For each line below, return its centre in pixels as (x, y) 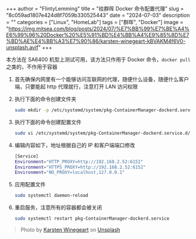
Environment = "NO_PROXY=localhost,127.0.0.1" (70, 173)
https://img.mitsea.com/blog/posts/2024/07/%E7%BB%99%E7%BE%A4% (99, 29)
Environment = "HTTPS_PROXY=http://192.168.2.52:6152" (80, 167)
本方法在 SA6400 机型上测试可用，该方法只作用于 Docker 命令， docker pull (98, 59)
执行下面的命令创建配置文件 (48, 122)
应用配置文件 (30, 185)
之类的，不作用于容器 (32, 67)
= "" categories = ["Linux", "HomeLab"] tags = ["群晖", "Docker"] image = (95, 22)
